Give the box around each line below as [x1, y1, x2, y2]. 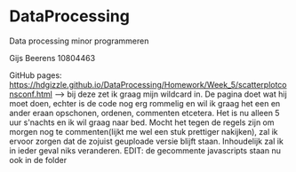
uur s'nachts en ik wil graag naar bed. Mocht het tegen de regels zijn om [9, 117, 275, 128]
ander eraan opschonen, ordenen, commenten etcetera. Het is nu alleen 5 [9, 107, 280, 118]
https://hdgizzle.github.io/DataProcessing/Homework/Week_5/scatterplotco [9, 79, 287, 90]
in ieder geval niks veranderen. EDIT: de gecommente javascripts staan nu [9, 145, 282, 156]
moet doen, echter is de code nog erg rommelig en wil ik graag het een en [9, 98, 281, 108]
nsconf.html [9, 89, 53, 99]
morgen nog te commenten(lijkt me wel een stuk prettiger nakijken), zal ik [9, 126, 278, 137]
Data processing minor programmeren [9, 35, 149, 46]
